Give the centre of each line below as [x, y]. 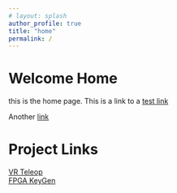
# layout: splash [38, 16]
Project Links [54, 150]
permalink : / [30, 39]
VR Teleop [26, 172]
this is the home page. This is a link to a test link [88, 101]
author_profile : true [45, 24]
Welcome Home [63, 79]
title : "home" [32, 31]
